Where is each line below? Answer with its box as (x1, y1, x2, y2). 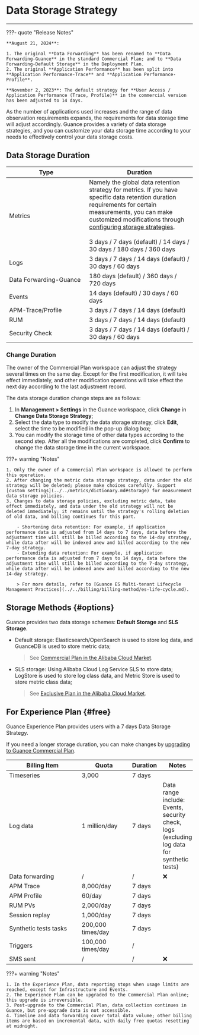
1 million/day (82, 822, 118, 830)
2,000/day (82, 901, 111, 910)
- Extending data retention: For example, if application (17, 550, 163, 556)
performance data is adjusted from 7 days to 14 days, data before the (6, 555, 187, 562)
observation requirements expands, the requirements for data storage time (6, 114, 188, 121)
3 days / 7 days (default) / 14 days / (89, 237, 190, 246)
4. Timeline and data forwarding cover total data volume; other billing (6, 1012, 192, 1018)
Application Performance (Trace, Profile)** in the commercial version (6, 92, 187, 98)
